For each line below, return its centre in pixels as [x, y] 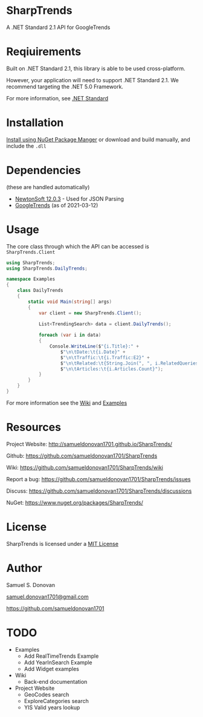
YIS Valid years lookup [52, 707]
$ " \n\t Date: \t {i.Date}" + [93, 352]
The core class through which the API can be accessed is [78, 246]
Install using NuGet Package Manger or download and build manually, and [98, 139]
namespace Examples [31, 279]
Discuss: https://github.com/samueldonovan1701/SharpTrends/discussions [99, 491]
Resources [34, 427]
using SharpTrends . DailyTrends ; [47, 268]
